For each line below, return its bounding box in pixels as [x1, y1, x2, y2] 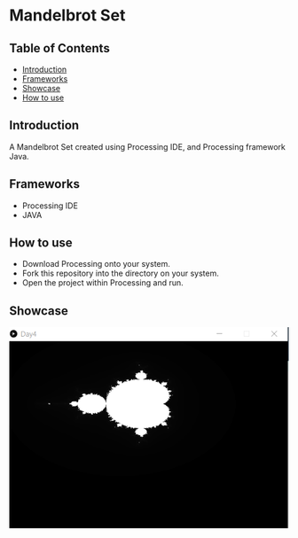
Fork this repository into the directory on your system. [21, 268, 219, 279]
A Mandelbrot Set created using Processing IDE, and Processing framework [9, 141, 286, 152]
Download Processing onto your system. [21, 259, 171, 269]
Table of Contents [9, 41, 111, 56]
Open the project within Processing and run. [21, 277, 184, 288]
